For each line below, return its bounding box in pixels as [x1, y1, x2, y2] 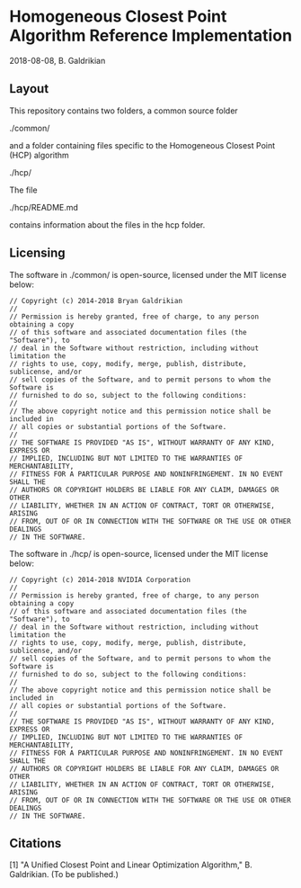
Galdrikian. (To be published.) [9, 869, 120, 880]
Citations [9, 835, 62, 851]
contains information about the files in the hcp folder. [9, 219, 206, 230]
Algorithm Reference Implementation [9, 25, 293, 46]
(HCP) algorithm [9, 149, 69, 160]
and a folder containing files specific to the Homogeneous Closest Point [9, 139, 276, 150]
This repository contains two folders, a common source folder [9, 105, 238, 116]
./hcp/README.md [9, 202, 79, 212]
